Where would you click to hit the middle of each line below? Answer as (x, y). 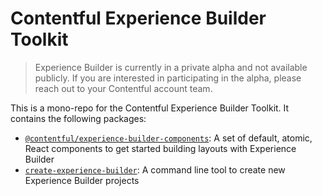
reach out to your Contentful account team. (123, 88)
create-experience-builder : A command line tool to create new (155, 169)
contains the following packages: (78, 118)
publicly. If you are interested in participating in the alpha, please (168, 78)
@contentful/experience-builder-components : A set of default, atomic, (168, 138)
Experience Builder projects (82, 180)
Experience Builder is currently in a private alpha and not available (171, 67)
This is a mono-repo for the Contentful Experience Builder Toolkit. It (150, 108)
